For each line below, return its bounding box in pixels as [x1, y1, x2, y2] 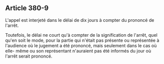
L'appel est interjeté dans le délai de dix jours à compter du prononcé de [5, 17, 154, 23]
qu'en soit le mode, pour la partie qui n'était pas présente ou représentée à [5, 37, 159, 43]
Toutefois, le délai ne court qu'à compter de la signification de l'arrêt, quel [5, 32, 157, 38]
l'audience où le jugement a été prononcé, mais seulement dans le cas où [5, 42, 157, 49]
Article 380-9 [5, 4, 49, 12]
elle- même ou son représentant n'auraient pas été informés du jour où [5, 48, 151, 54]
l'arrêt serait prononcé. [5, 53, 52, 59]
